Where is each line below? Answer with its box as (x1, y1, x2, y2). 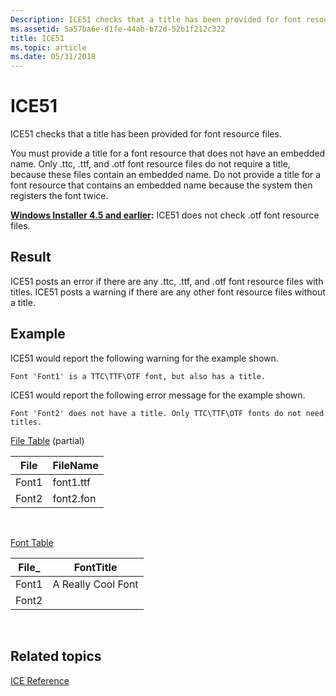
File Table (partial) (10, 434, 85, 446)
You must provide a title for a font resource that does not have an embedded (10, 147, 326, 160)
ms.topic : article (10, 42, 87, 53)
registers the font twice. (10, 190, 109, 202)
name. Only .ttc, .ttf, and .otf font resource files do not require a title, (10, 158, 291, 170)
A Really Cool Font (52, 577, 139, 591)
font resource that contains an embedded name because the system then (10, 179, 313, 191)
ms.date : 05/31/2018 (10, 52, 97, 62)
